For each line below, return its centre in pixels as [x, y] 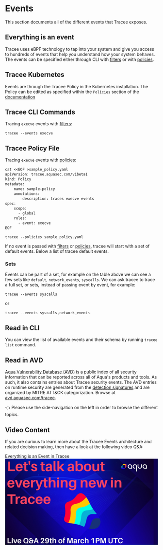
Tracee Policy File [32, 148]
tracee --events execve [29, 133]
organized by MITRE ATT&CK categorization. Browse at [60, 393]
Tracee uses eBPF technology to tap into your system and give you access [80, 49]
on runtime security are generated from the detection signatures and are [77, 387]
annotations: [27, 194]
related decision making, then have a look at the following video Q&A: [74, 447]
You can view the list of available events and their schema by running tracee [81, 340]
